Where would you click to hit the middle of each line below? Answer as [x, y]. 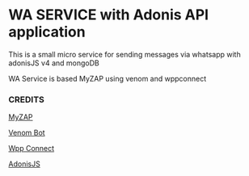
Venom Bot [27, 133]
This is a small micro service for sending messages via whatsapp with [124, 54]
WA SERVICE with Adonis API [108, 15]
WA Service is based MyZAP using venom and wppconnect [108, 78]
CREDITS [26, 99]
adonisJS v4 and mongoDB [54, 63]
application [47, 32]
